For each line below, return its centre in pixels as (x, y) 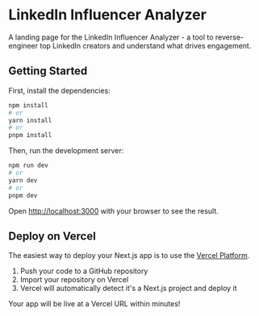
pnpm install (30, 135)
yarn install (30, 120)
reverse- (230, 37)
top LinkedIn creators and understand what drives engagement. (146, 45)
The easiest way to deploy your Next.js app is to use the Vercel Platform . (129, 256)
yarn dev (23, 180)
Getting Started (48, 71)
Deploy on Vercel (52, 236)
